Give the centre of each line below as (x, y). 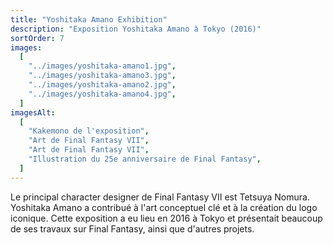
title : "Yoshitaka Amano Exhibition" (89, 19)
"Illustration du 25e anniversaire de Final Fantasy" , (145, 159)
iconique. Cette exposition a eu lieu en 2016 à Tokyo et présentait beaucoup (166, 218)
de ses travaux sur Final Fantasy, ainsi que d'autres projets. (132, 228)
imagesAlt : (33, 112)
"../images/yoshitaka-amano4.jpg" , (102, 94)
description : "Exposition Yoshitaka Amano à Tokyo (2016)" (136, 29)
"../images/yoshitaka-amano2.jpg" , (102, 85)
